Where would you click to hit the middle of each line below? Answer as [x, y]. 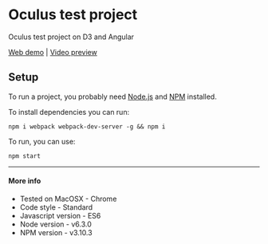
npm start [25, 156]
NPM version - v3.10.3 [56, 232]
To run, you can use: [42, 141]
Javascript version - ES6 [60, 215]
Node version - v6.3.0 [55, 224]
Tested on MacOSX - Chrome [68, 199]
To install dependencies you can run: [69, 112]
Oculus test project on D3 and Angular [71, 37]
